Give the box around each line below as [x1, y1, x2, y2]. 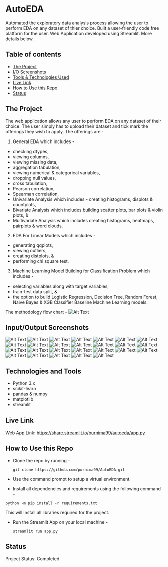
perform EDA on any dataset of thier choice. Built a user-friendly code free [5, 25, 159, 31]
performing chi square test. [12, 258, 69, 264]
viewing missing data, [12, 159, 58, 165]
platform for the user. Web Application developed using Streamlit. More [5, 30, 152, 36]
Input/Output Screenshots [5, 323, 89, 332]
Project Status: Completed [5, 555, 60, 562]
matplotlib [12, 396, 34, 402]
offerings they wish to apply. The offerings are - [5, 128, 104, 134]
